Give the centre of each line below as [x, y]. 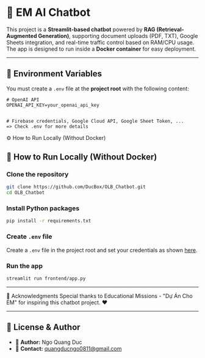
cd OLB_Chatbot [26, 193]
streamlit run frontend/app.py [46, 278]
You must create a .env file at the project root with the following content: [98, 89]
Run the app [24, 266]
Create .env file [29, 236]
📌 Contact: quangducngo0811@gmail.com [68, 348]
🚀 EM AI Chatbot [48, 13]
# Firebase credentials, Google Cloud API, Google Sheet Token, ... [95, 121]
